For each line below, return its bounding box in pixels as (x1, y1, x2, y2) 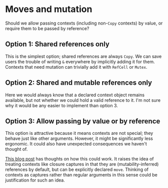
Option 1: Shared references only (5, 40, 110, 49)
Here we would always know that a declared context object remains (5, 92, 145, 98)
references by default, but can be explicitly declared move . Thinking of (5, 166, 149, 172)
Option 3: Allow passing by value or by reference (5, 117, 160, 125)
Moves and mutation (5, 4, 92, 15)
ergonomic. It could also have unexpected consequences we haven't (5, 141, 147, 147)
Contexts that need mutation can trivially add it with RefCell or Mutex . (5, 64, 147, 70)
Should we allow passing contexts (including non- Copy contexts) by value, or (5, 20, 163, 26)
